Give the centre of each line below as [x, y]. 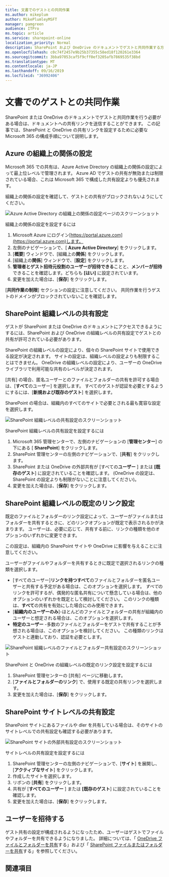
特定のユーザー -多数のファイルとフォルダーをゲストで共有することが [84, 624]
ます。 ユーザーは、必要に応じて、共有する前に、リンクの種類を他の [85, 529]
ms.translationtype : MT [30, 62]
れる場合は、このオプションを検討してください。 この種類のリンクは [92, 631]
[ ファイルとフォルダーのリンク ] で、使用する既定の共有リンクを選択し [85, 682]
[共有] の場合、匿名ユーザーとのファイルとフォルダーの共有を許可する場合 [82, 380]
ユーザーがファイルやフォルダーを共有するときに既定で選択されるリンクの [82, 563]
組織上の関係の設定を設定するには [40, 224]
